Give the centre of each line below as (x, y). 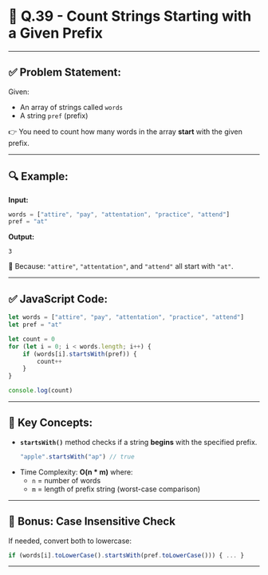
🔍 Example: (38, 177)
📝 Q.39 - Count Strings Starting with (130, 16)
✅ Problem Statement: (65, 72)
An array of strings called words (71, 107)
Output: (21, 237)
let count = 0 (32, 339)
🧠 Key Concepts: (51, 423)
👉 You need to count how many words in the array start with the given (126, 132)
